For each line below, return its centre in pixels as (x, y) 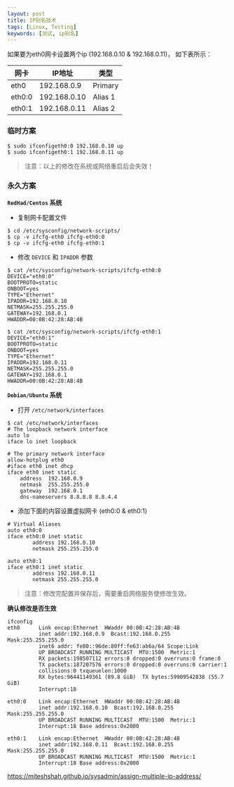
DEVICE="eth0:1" (31, 338)
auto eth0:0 (25, 530)
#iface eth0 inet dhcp (40, 466)
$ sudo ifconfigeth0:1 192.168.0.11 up (66, 152)
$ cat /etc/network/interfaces (53, 423)
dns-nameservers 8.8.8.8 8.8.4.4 (69, 497)
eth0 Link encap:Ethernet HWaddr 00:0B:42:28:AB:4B (94, 627)
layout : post (26, 14)
